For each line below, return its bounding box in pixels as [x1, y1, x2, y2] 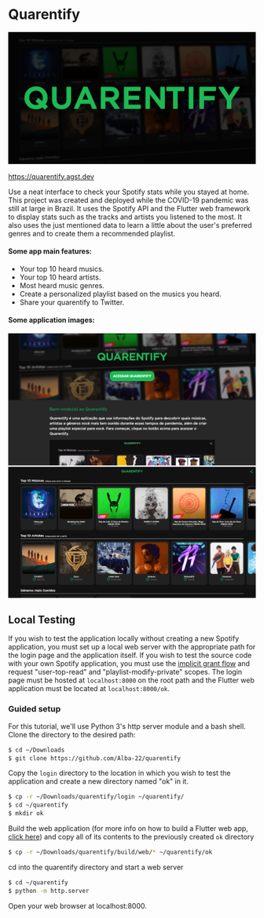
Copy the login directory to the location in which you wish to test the [8, 768, 231, 778]
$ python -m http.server [8, 887, 90, 894]
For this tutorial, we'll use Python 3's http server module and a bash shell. [8, 721, 246, 731]
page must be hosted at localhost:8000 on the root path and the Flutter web [8, 675, 255, 685]
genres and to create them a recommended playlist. [8, 229, 175, 238]
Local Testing [8, 613, 76, 626]
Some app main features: [8, 247, 92, 256]
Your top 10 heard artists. [19, 272, 101, 282]
